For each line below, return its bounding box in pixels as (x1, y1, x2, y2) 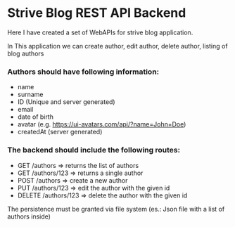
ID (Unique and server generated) (17, 98, 115, 106)
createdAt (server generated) (17, 128, 103, 136)
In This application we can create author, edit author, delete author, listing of (7, 41, 228, 50)
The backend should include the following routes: (7, 145, 181, 155)
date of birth (17, 112, 54, 121)
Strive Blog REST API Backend (7, 5, 186, 21)
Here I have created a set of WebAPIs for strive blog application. (7, 28, 193, 37)
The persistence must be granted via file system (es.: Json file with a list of (7, 205, 225, 213)
